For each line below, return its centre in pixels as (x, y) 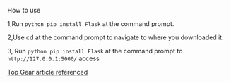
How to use (24, 10)
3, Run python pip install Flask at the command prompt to (95, 51)
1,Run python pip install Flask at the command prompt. (91, 24)
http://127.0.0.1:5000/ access (54, 58)
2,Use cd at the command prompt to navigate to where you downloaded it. (115, 37)
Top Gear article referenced (48, 72)
